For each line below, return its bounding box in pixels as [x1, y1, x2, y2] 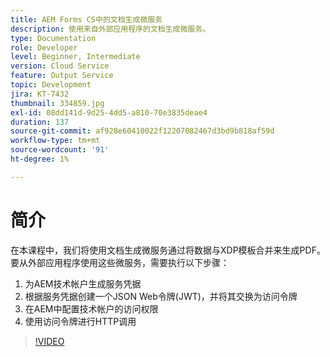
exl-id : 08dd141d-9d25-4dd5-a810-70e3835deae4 [10, 107, 208, 118]
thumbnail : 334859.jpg [10, 98, 105, 108]
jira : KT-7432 [10, 89, 70, 99]
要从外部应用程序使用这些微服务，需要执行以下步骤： [10, 256, 230, 268]
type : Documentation [10, 33, 97, 43]
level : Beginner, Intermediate [10, 52, 141, 62]
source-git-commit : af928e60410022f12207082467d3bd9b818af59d [10, 126, 275, 136]
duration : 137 [10, 117, 70, 127]
